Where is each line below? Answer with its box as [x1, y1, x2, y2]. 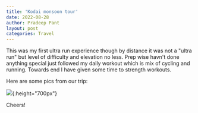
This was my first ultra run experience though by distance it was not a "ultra [6, 47, 192, 54]
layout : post [6, 25, 39, 32]
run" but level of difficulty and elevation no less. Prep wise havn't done [6, 54, 180, 61]
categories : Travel [6, 31, 55, 37]
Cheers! [6, 102, 26, 109]
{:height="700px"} [12, 90, 58, 97]
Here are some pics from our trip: [6, 78, 88, 85]
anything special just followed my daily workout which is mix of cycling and [6, 60, 190, 67]
